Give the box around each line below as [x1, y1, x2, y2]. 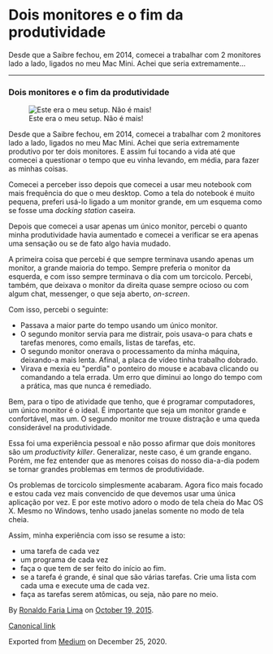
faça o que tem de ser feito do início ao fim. [19, 564, 167, 573]
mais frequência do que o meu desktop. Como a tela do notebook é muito [8, 189, 255, 198]
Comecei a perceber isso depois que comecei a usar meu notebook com [8, 180, 252, 190]
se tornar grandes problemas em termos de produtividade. [8, 464, 205, 474]
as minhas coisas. [8, 164, 69, 174]
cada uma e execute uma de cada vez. [19, 581, 150, 591]
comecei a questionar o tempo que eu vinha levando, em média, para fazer [8, 155, 260, 165]
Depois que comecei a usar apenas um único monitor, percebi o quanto [8, 221, 248, 231]
